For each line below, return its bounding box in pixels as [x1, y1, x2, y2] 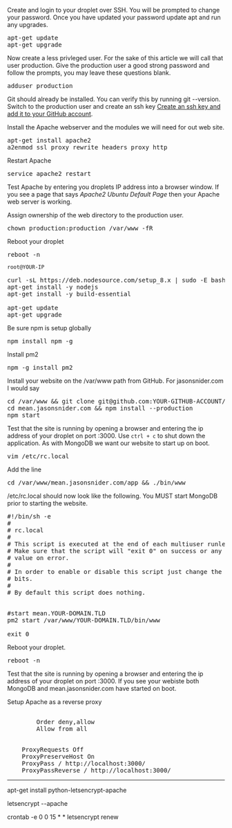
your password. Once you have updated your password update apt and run [7, 13, 221, 21]
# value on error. [7, 554, 70, 561]
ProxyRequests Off [21, 746, 84, 753]
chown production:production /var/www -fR [7, 224, 153, 232]
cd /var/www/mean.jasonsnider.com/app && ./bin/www [7, 478, 186, 487]
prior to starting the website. [7, 498, 88, 507]
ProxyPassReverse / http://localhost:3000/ [21, 766, 171, 774]
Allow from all [36, 725, 88, 732]
